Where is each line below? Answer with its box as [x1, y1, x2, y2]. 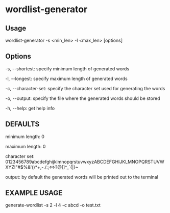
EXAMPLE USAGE [5, 189, 63, 197]
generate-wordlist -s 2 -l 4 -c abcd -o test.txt [5, 202, 101, 208]
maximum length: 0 [5, 143, 46, 149]
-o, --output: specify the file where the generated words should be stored [5, 95, 160, 101]
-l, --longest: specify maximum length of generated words [5, 75, 128, 82]
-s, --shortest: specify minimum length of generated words [5, 65, 130, 72]
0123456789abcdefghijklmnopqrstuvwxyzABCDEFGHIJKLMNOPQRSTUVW [5, 158, 164, 165]
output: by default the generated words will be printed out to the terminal [5, 174, 158, 180]
